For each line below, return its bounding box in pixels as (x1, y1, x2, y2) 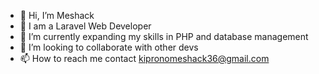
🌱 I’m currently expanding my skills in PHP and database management (19, 31, 309, 42)
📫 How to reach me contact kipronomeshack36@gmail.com (19, 53, 270, 64)
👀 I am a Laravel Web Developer (19, 20, 152, 32)
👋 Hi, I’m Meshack (19, 10, 95, 21)
